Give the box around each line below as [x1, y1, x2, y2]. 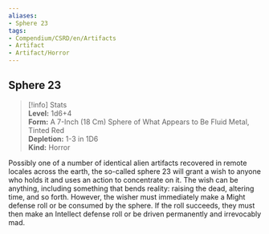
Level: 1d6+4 [27, 108, 72, 118]
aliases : [8, 11, 38, 20]
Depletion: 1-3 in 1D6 [27, 134, 99, 143]
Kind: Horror [27, 142, 71, 152]
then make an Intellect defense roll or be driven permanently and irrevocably [8, 209, 262, 219]
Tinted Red [27, 125, 65, 135]
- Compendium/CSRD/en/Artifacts [8, 34, 116, 42]
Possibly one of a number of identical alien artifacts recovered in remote [8, 158, 247, 167]
